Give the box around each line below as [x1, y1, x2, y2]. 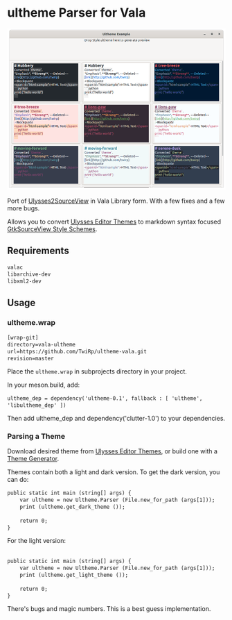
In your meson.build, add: [7, 380, 80, 389]
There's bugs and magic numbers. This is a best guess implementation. [7, 605, 211, 613]
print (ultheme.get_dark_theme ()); [19, 503, 126, 511]
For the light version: [7, 537, 66, 545]
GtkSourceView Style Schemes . [7, 224, 98, 233]
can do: [7, 476, 29, 484]
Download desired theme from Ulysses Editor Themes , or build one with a [7, 447, 218, 455]
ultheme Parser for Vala [7, 5, 146, 21]
